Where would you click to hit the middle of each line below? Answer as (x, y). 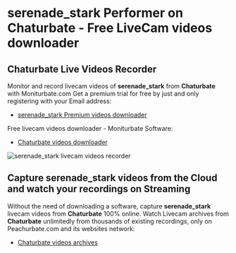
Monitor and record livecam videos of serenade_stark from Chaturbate (112, 86)
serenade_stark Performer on (95, 13)
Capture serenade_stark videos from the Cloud (112, 178)
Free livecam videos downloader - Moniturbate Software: (90, 128)
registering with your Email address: (60, 101)
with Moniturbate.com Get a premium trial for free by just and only (103, 94)
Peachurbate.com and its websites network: (71, 228)
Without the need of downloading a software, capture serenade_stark (109, 206)
